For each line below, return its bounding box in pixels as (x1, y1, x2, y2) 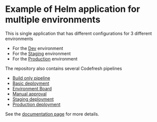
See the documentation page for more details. (5, 111, 99, 117)
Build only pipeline (12, 75, 51, 81)
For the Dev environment (12, 45, 64, 51)
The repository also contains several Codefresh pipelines (5, 65, 122, 71)
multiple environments (5, 14, 101, 25)
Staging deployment (12, 96, 54, 102)
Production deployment (12, 101, 61, 107)
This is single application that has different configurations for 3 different (5, 30, 153, 36)
